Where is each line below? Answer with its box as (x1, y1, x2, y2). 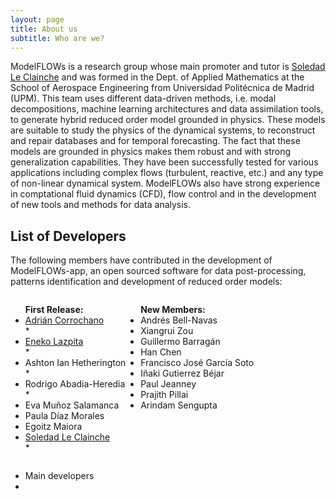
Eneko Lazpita (24, 336, 84, 348)
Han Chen (140, 346, 182, 358)
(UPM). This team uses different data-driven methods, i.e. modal (10, 92, 277, 105)
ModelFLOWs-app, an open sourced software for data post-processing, (10, 265, 307, 277)
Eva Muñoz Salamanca (24, 399, 120, 411)
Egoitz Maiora (24, 421, 83, 433)
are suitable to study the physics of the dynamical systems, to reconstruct (10, 124, 316, 136)
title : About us (10, 24, 78, 34)
